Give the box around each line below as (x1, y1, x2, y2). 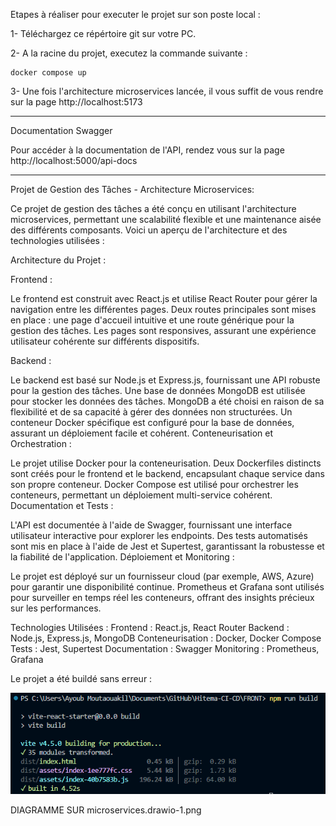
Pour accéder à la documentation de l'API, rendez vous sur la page (10, 144, 285, 156)
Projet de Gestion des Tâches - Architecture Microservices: (10, 184, 255, 195)
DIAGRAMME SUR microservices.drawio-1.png (10, 804, 202, 816)
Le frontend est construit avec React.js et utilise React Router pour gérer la (10, 293, 318, 304)
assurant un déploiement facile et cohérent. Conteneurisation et (10, 427, 273, 439)
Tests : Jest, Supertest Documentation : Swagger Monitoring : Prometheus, (10, 643, 320, 654)
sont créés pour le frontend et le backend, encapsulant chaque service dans (10, 468, 325, 479)
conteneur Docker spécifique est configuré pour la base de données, (10, 417, 295, 428)
